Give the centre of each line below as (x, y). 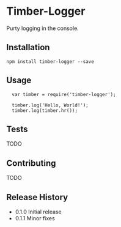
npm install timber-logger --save (50, 61)
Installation (28, 47)
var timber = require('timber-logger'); (64, 94)
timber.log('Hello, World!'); (50, 105)
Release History (37, 197)
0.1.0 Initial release (38, 212)
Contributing (31, 163)
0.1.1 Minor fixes (35, 218)
